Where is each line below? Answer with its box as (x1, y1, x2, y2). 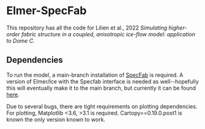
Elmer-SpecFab (6, 4, 87, 18)
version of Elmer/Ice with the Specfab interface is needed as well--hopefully (6, 77, 199, 85)
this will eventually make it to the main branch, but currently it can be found (6, 84, 196, 92)
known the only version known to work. (6, 115, 106, 123)
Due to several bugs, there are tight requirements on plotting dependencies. (6, 103, 198, 110)
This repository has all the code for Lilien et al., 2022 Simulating (6, 24, 168, 31)
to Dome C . (6, 37, 35, 44)
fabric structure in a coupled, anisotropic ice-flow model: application (21, 30, 196, 37)
